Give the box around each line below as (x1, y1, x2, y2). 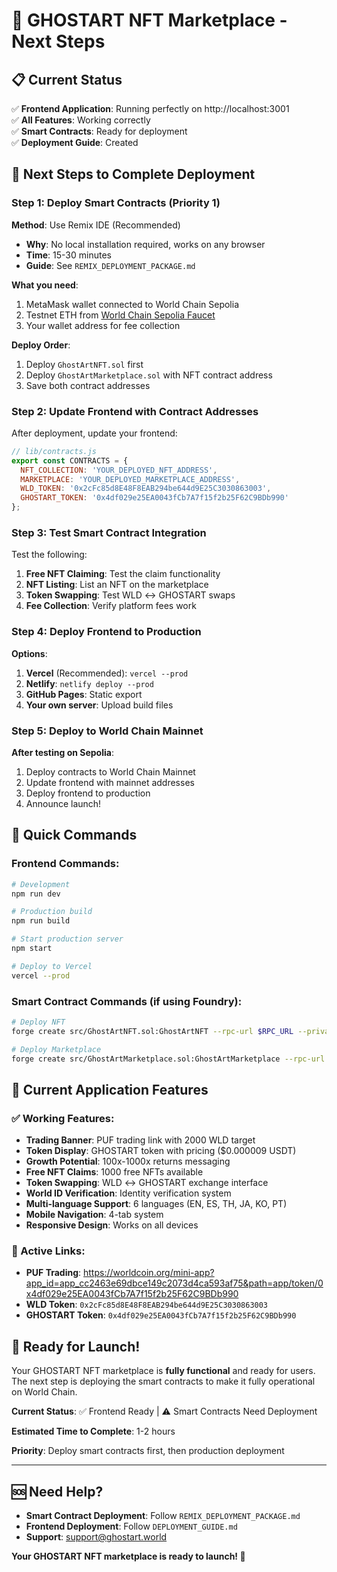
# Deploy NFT (11, 1017, 66, 1027)
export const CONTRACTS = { (11, 455, 129, 466)
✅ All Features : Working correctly (11, 114, 151, 126)
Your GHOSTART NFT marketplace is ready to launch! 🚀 (11, 1550, 246, 1563)
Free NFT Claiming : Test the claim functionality (25, 568, 221, 580)
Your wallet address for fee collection (25, 319, 181, 331)
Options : (11, 647, 48, 659)
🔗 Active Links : (11, 1244, 86, 1258)
